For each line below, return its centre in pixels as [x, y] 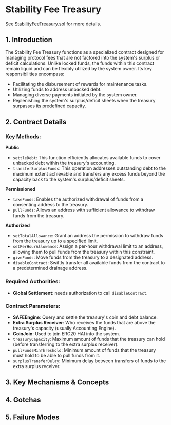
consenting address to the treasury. [50, 205]
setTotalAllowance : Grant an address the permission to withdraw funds [88, 236]
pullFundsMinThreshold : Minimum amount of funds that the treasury [84, 350]
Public [12, 148]
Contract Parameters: [33, 306]
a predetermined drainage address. [50, 268]
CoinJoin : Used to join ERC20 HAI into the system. [66, 334]
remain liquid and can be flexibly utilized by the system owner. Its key [79, 68]
